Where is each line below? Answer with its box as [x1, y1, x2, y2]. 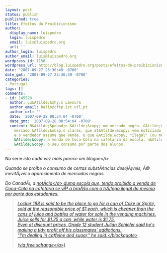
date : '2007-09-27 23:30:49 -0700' [5, 68, 79, 73]
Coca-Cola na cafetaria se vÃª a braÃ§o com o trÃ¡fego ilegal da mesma [5, 186, 155, 191]
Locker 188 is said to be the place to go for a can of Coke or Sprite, [17, 201, 156, 206]
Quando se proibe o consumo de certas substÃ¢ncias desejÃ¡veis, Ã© [5, 165, 150, 171]
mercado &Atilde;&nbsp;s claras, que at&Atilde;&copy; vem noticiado [14, 128, 162, 133]
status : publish [5, 12, 39, 17]
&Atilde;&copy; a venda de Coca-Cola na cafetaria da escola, [14, 137, 146, 142]
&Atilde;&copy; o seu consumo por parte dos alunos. [14, 142, 126, 147]
